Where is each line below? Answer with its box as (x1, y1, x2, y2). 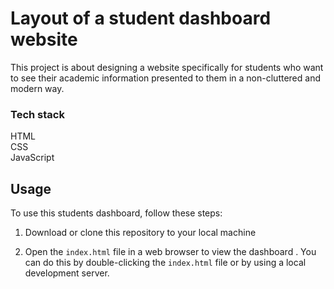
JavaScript (10, 152, 55, 164)
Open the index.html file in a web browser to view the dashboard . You (24, 246, 317, 258)
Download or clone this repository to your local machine (24, 227, 257, 239)
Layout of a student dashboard (10, 7, 272, 30)
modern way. (10, 82, 65, 94)
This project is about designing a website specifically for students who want (10, 61, 324, 73)
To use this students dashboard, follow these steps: (10, 207, 223, 219)
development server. (24, 267, 110, 279)
